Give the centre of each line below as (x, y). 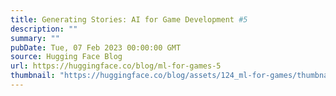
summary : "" (35, 38)
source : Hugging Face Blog (66, 57)
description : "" (44, 29)
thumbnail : (33, 76)
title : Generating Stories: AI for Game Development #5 (129, 19)
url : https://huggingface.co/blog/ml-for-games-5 (116, 66)
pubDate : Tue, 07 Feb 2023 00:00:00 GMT (96, 47)
